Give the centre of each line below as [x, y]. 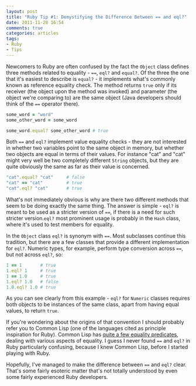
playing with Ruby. [28, 353]
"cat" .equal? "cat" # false [45, 177]
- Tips [14, 50]
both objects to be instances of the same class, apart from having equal [93, 304]
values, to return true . [33, 311]
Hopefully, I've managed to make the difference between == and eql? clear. [97, 365]
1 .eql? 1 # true [31, 270]
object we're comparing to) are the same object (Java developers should [94, 97]
